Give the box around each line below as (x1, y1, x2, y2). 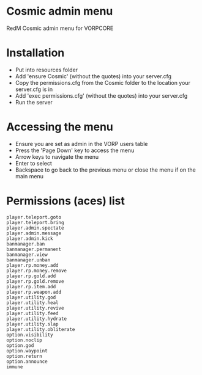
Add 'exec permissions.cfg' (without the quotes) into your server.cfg (15, 92, 188, 99)
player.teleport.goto (6, 214, 62, 220)
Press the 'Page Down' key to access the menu (15, 147, 135, 154)
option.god (6, 342, 34, 349)
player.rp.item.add (6, 283, 56, 289)
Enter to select (15, 159, 52, 167)
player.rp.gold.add (6, 273, 56, 279)
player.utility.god (6, 294, 56, 300)
